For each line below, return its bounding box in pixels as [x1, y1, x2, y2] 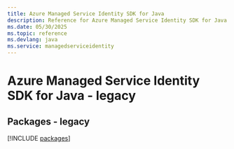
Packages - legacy [7, 115, 90, 127]
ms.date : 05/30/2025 [7, 23, 68, 30]
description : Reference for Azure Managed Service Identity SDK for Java [7, 17, 228, 24]
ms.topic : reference [7, 29, 68, 37]
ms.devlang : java [7, 36, 58, 43]
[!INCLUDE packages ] [7, 134, 71, 142]
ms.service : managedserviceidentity [7, 43, 114, 50]
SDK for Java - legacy [7, 88, 137, 104]
